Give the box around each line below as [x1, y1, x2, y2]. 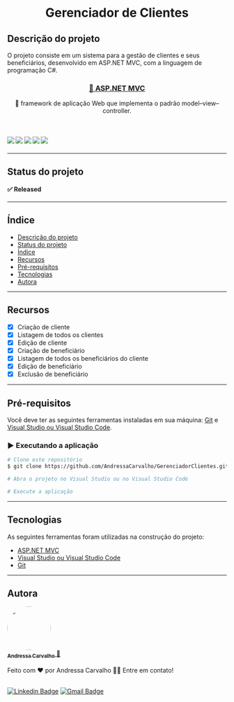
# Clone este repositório [7, 456, 82, 463]
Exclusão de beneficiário [17, 370, 88, 378]
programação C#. [7, 66, 58, 74]
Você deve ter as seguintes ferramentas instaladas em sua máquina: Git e [7, 415, 219, 424]
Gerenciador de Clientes [45, 5, 189, 21]
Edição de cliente [17, 338, 68, 347]
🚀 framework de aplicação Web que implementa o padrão [15, 99, 180, 107]
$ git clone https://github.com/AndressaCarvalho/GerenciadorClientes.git [7, 463, 229, 470]
